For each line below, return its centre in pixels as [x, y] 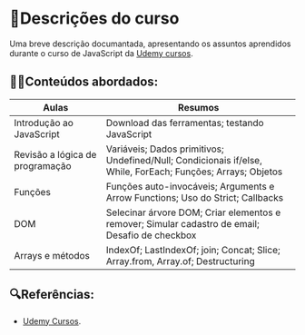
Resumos [199, 107]
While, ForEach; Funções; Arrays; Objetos [194, 172]
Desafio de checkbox [151, 235]
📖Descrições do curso [94, 19]
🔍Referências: [52, 295]
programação [43, 165]
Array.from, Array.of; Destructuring [181, 261]
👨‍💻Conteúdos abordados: [84, 82]
